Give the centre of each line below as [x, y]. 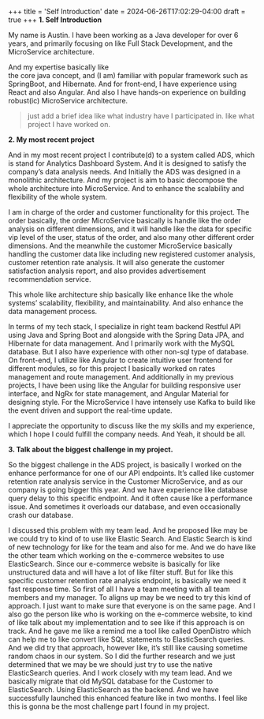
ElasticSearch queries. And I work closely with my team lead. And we [120, 673]
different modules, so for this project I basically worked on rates [112, 369]
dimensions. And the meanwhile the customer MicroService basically [120, 245]
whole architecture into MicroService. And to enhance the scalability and [126, 188]
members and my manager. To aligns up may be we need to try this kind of [130, 597]
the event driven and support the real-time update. [90, 410]
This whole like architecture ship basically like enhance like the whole [121, 294]
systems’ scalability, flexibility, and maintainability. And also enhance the [126, 303]
